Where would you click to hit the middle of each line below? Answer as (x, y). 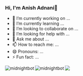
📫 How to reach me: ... (35, 45)
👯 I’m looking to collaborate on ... (45, 29)
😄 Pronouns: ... (28, 52)
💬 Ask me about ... (31, 39)
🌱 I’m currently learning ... (38, 23)
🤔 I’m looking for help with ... (41, 34)
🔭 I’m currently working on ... (41, 19)
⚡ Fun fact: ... (25, 57)
